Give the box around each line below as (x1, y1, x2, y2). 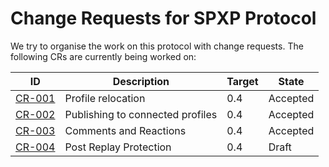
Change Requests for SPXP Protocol (10, 7, 317, 30)
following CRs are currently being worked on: (10, 50, 197, 62)
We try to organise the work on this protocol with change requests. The (10, 40, 304, 52)
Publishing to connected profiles (64, 107, 218, 121)
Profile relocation (64, 91, 146, 105)
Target (226, 74, 259, 88)
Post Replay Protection (64, 140, 172, 154)
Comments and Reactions (64, 123, 187, 137)
